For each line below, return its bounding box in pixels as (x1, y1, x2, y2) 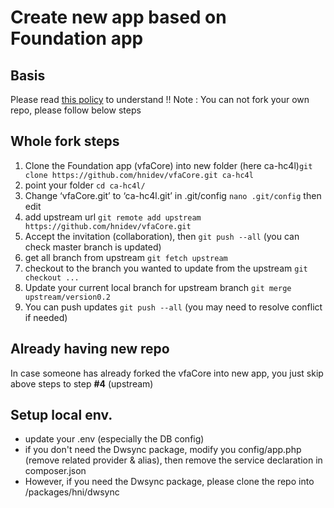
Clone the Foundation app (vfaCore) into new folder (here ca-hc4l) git (24, 159, 313, 171)
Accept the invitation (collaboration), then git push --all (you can (24, 230, 300, 242)
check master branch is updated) (24, 241, 162, 253)
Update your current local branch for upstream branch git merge (24, 281, 292, 293)
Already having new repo (10, 341, 170, 358)
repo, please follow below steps (10, 104, 142, 116)
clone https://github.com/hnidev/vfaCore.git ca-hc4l (24, 170, 254, 180)
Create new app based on (10, 6, 227, 29)
